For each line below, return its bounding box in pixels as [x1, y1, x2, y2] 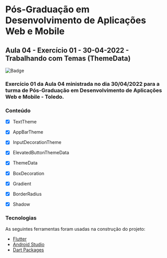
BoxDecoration [12, 170, 45, 176]
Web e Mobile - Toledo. [5, 93, 64, 100]
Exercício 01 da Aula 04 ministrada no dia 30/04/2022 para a [5, 80, 160, 87]
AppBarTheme [12, 129, 44, 135]
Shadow [12, 201, 31, 207]
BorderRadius [12, 191, 42, 197]
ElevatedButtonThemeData [12, 150, 69, 156]
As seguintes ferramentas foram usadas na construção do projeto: [5, 226, 145, 232]
